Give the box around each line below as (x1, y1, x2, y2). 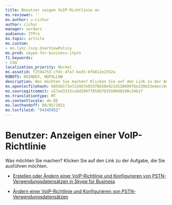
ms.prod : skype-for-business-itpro (5, 50, 81, 55)
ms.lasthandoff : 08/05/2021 (5, 103, 66, 108)
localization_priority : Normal (5, 65, 72, 70)
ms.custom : (5, 41, 29, 46)
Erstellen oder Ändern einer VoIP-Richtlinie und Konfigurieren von (12, 173, 151, 179)
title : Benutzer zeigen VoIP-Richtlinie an (5, 7, 100, 13)
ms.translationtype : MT (5, 93, 56, 98)
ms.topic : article (5, 36, 45, 42)
